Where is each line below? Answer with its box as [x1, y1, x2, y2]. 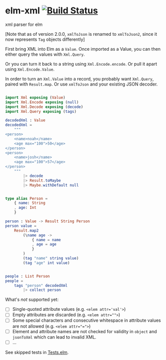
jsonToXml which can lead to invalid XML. [12, 334, 97, 340]
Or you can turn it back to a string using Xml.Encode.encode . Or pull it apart [5, 61, 158, 67]
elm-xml [5, 5, 40, 16]
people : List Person [5, 273, 50, 278]
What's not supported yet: [5, 296, 59, 303]
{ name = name [31, 237, 61, 242]
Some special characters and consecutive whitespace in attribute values [12, 317, 161, 323]
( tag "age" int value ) [23, 260, 70, 266]
